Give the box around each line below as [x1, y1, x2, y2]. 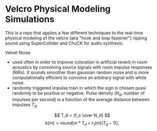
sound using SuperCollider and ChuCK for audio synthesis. [5, 40, 124, 46]
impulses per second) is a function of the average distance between [12, 96, 150, 102]
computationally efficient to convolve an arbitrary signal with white [12, 75, 147, 80]
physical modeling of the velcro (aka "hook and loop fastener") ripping [5, 35, 147, 41]
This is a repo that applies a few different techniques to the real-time [5, 30, 143, 36]
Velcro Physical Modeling [5, 3, 111, 15]
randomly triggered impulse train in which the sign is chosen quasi [12, 85, 146, 91]
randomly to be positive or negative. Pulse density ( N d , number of [12, 90, 145, 97]
